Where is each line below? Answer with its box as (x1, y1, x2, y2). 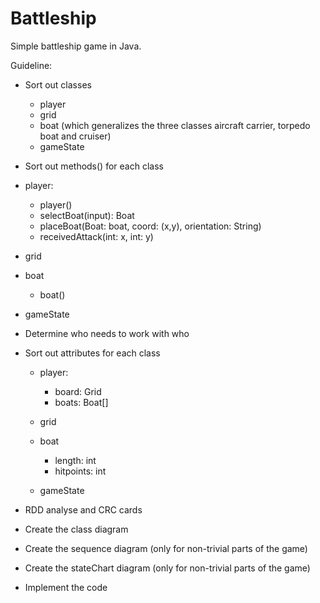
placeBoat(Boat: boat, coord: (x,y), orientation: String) (39, 220, 262, 232)
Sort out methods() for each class (24, 160, 164, 172)
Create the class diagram (24, 523, 129, 535)
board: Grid (54, 385, 102, 397)
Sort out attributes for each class (24, 347, 161, 359)
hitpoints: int (54, 465, 107, 477)
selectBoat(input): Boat (39, 209, 135, 221)
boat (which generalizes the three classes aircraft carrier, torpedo (39, 119, 311, 131)
